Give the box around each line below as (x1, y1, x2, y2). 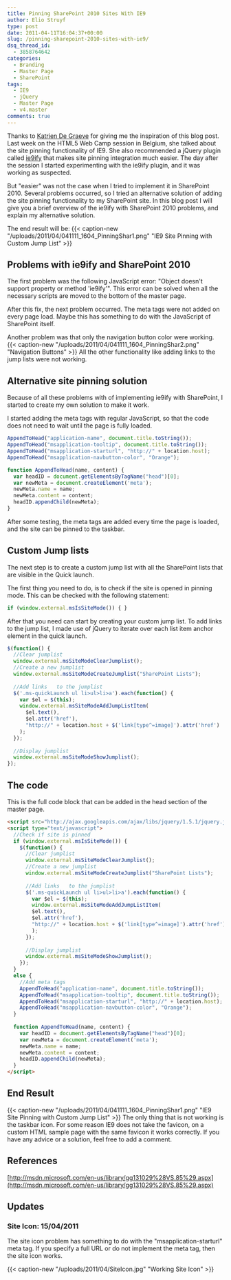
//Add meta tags (19, 979, 67, 986)
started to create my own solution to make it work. (7, 401, 149, 409)
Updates (7, 1201, 45, 1212)
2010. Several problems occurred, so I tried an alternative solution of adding (7, 189, 222, 197)
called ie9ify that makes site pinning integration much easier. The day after (7, 153, 219, 162)
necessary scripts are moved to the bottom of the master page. (7, 292, 187, 300)
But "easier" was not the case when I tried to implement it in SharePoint (7, 181, 210, 190)
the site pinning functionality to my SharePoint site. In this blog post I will (7, 196, 213, 204)
